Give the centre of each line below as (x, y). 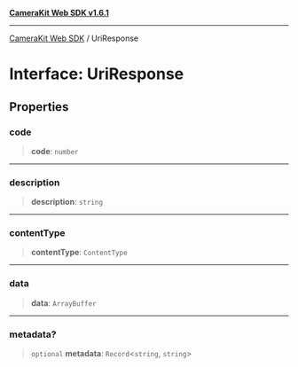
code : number (55, 151)
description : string (67, 202)
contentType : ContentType (79, 253)
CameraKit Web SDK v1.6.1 (59, 13)
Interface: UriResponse (97, 74)
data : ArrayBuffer (63, 303)
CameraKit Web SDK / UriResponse (74, 38)
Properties (39, 107)
